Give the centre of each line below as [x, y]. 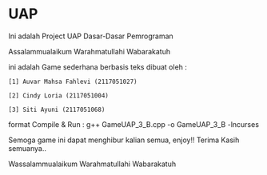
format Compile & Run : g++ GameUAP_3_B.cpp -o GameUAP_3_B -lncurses [134, 124]
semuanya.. [27, 148]
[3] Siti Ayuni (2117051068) [57, 109]
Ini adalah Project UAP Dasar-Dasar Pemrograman [91, 36]
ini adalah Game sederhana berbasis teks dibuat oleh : [98, 67]
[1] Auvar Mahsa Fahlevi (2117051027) [73, 82]
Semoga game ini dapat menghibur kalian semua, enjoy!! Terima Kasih [124, 140]
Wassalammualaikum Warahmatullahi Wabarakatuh [92, 164]
